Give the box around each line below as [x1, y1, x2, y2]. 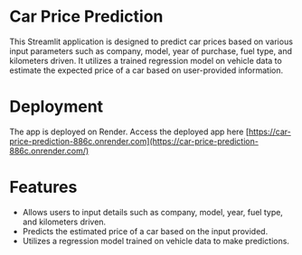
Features [9, 178, 78, 197]
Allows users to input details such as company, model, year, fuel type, [22, 206, 283, 217]
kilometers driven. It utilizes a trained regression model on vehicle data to [9, 55, 282, 66]
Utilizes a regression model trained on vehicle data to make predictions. [22, 235, 289, 246]
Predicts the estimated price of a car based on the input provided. [22, 225, 269, 236]
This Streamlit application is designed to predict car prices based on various [9, 36, 294, 47]
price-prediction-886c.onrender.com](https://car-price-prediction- [9, 135, 260, 146]
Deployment [9, 96, 104, 117]
